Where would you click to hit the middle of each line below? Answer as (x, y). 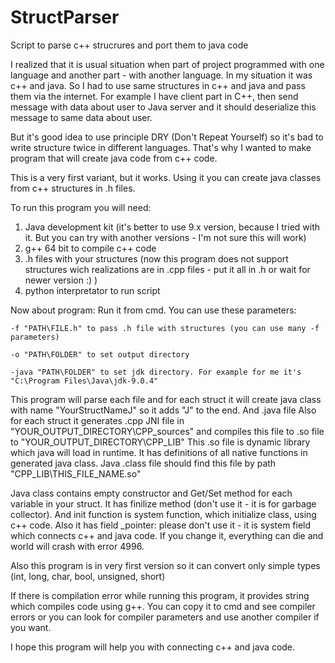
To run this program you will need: (81, 207)
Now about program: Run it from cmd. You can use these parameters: (153, 310)
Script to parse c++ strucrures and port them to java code (129, 45)
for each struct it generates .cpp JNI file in (97, 420)
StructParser (65, 17)
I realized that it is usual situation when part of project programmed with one (167, 64)
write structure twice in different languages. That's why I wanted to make (161, 147)
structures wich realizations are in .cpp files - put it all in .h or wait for (167, 269)
